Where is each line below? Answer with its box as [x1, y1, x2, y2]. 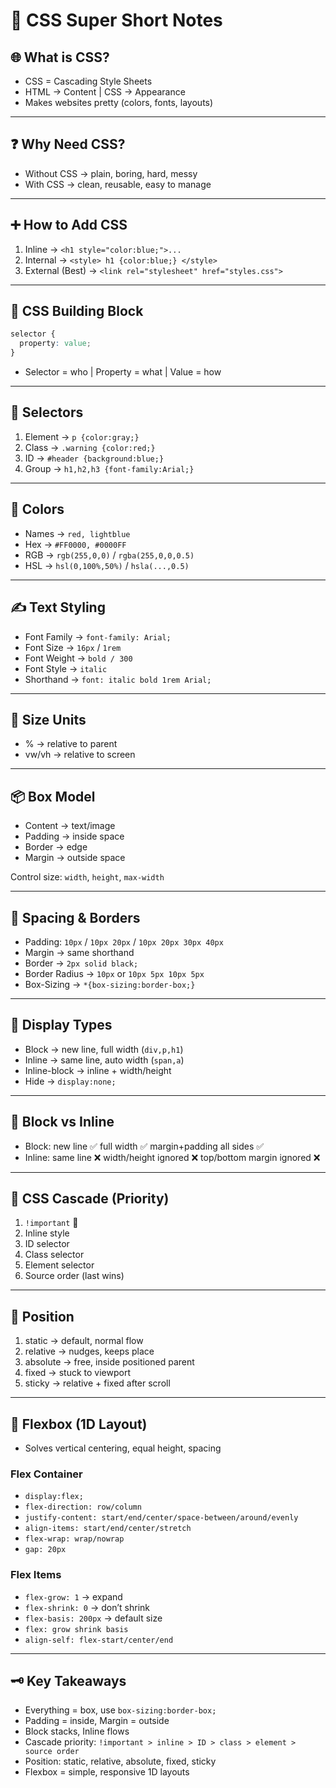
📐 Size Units [10, 711, 87, 728]
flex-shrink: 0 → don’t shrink [24, 1601, 151, 1613]
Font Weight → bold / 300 [24, 652, 133, 664]
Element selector [24, 1259, 95, 1271]
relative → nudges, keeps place [24, 1345, 155, 1358]
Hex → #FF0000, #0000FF [24, 538, 127, 550]
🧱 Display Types [10, 1017, 113, 1034]
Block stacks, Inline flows [24, 1725, 130, 1738]
